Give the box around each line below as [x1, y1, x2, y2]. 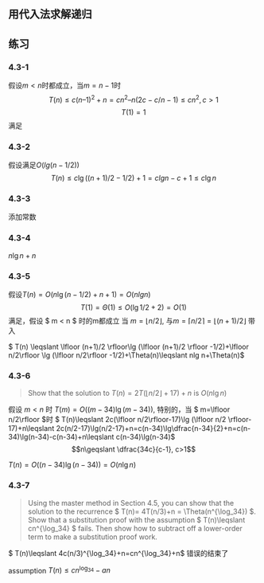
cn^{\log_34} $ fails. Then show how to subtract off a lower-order [27, 523, 243, 533]
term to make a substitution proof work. [27, 532, 157, 542]
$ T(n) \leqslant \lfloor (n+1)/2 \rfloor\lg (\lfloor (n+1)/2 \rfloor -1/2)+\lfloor [8, 342, 249, 351]
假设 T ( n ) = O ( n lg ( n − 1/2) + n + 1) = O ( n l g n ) [8, 289, 151, 299]
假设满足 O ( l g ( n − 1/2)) [8, 160, 80, 170]
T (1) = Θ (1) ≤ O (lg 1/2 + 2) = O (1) [80, 302, 187, 312]
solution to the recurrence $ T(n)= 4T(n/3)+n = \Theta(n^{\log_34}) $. [27, 507, 256, 516]
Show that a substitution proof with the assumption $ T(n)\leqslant [27, 515, 246, 524]
